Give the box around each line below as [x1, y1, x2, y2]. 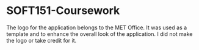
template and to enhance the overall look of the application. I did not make [6, 30, 193, 37]
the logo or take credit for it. [6, 37, 77, 44]
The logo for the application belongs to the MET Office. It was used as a [6, 24, 187, 31]
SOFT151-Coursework [6, 4, 120, 18]
